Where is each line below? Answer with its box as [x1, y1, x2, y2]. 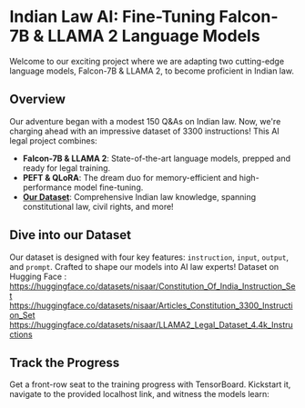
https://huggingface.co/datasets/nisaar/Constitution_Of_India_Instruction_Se [9, 280, 296, 292]
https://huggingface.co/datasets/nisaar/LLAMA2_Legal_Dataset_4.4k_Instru [9, 319, 293, 330]
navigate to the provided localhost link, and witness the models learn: [9, 389, 270, 400]
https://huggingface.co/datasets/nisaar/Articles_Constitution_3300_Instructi [9, 300, 293, 311]
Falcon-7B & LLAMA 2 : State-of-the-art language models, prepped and [22, 153, 291, 164]
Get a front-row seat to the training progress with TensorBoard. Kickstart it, [9, 379, 291, 390]
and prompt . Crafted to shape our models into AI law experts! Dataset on [9, 261, 280, 272]
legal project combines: [9, 134, 97, 146]
